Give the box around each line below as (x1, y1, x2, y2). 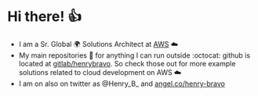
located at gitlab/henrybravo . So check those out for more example (18, 59, 236, 68)
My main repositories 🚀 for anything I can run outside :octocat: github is (18, 50, 251, 60)
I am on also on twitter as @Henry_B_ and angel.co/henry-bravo (18, 79, 225, 88)
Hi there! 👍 (7, 8, 82, 26)
